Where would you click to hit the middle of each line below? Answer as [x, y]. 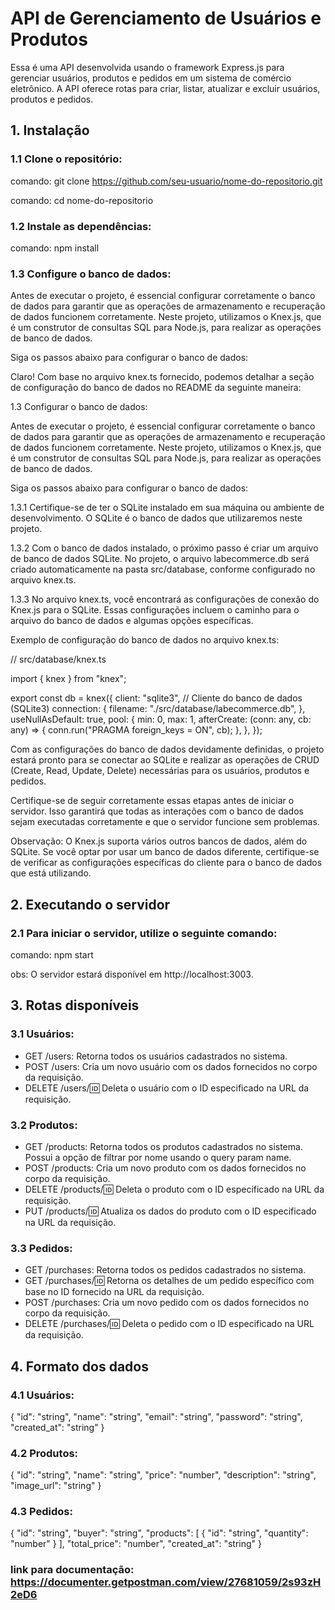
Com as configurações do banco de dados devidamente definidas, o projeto [167, 749]
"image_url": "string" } [56, 1486]
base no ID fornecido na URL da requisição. [114, 1292]
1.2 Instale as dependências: [81, 226]
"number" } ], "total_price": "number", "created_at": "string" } [136, 1544]
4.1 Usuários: [42, 1395]
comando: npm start [52, 954]
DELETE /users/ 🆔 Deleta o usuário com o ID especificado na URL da [167, 1088]
